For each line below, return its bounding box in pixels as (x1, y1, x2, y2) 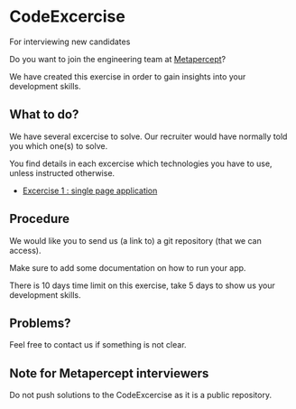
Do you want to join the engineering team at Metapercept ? (9, 53, 227, 64)
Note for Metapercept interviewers (9, 366, 209, 381)
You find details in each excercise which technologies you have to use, (9, 158, 273, 169)
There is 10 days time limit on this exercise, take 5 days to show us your (9, 280, 275, 291)
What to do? (9, 107, 79, 123)
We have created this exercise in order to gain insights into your (9, 70, 246, 82)
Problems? (9, 315, 71, 330)
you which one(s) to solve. (9, 140, 108, 151)
